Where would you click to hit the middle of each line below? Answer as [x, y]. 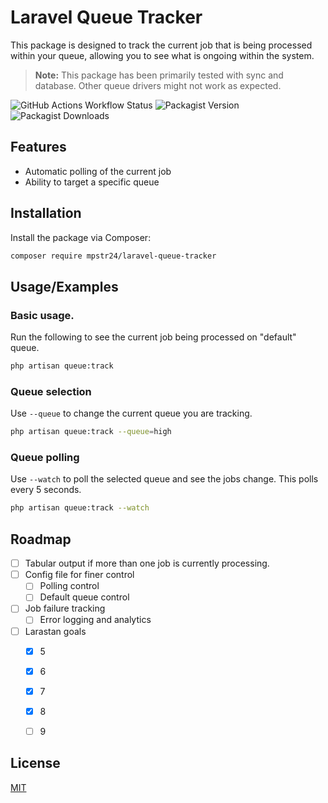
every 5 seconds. [46, 490]
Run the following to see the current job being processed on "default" [153, 337]
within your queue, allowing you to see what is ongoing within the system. [162, 55]
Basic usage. [42, 315]
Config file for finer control [79, 575]
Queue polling [45, 458]
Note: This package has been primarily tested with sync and [159, 75]
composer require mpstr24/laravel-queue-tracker [113, 256]
